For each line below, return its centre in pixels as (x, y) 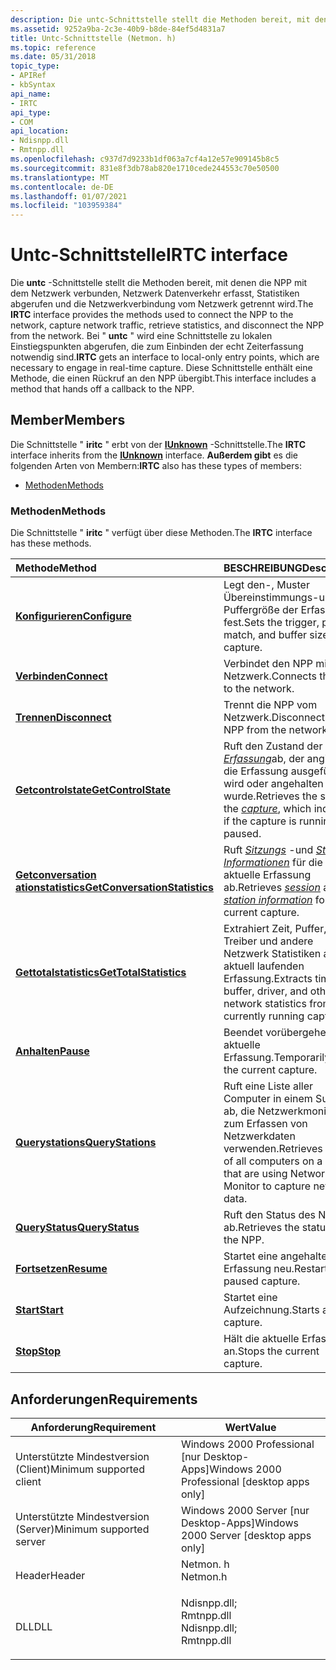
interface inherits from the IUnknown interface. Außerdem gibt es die (154, 455)
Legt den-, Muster (266, 585)
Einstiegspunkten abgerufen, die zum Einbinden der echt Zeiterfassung (157, 347)
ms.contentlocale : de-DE (62, 187)
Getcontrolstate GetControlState (93, 790)
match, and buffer (265, 635)
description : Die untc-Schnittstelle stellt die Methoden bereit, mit (160, 19)
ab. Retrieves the (261, 1228)
